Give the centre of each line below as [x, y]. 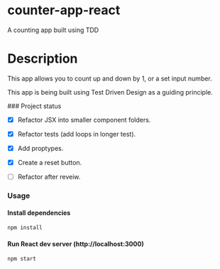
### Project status [34, 106]
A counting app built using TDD [53, 30]
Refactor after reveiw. [49, 177]
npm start [22, 259]
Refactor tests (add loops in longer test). [77, 134]
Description [43, 59]
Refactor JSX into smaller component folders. [84, 120]
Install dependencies [39, 213]
